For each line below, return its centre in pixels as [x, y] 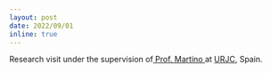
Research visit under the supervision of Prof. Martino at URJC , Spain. [136, 60]
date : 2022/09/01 [41, 26]
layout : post [33, 17]
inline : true [33, 34]
